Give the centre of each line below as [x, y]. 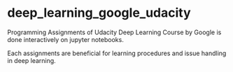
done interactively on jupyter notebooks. [65, 39]
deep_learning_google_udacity [99, 13]
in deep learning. [31, 60]
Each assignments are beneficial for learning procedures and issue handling [117, 53]
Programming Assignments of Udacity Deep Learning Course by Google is [114, 32]
